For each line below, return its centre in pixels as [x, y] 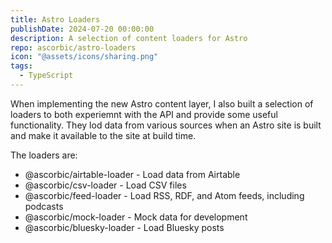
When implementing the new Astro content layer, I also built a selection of [162, 103]
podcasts [44, 206]
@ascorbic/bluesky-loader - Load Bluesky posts [124, 227]
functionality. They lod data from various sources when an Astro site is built [166, 125]
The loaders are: [44, 155]
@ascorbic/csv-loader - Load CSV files [105, 185]
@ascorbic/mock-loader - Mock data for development [136, 217]
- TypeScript [46, 76]
